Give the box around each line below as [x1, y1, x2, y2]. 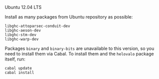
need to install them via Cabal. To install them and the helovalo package [5, 51, 154, 56]
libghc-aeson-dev [5, 28, 41, 33]
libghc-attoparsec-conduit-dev [5, 23, 70, 28]
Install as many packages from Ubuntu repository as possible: [5, 14, 133, 19]
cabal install [5, 70, 35, 75]
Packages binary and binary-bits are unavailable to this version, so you [5, 45, 154, 51]
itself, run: [5, 56, 26, 62]
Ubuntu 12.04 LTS [5, 4, 42, 10]
